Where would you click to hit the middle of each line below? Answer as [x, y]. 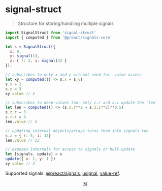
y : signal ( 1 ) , [25, 56]
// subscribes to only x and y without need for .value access [74, 75]
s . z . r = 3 [16, 112]
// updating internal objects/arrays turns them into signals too [77, 131]
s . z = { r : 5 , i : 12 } [28, 136]
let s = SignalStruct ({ [30, 47]
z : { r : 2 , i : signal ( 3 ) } [38, 61]
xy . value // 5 [20, 93]
